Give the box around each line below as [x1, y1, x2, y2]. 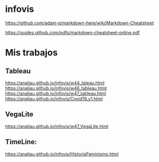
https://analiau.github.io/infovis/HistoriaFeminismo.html [5, 151, 119, 157]
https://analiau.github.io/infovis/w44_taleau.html [5, 80, 105, 85]
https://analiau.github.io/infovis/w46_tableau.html [5, 85, 107, 91]
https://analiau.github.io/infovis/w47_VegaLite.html [5, 123, 109, 129]
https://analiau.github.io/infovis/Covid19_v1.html [5, 95, 103, 101]
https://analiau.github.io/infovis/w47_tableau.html [5, 90, 106, 96]
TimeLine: [5, 138, 37, 146]
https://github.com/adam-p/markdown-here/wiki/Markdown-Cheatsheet [5, 20, 155, 26]
